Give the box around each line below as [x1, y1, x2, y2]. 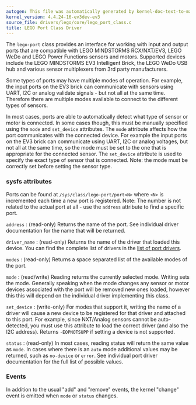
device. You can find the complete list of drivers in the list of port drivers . [6, 244, 182, 251]
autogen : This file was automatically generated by [6, 8, 134, 15]
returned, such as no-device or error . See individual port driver [6, 352, 157, 359]
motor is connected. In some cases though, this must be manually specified [6, 119, 188, 126]
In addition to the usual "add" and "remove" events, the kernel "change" [6, 386, 179, 393]
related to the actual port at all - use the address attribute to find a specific [6, 203, 184, 210]
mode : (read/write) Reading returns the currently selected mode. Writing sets [6, 273, 190, 281]
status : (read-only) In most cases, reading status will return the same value [6, 340, 189, 347]
